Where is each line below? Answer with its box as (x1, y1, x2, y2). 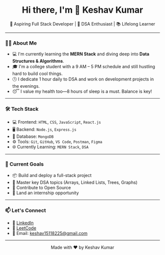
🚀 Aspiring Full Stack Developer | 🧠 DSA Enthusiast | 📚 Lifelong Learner (9, 21, 156, 26)
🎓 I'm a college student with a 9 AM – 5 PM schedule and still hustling (12, 64, 156, 70)
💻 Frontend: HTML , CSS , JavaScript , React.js (12, 119, 102, 125)
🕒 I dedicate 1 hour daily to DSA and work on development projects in (12, 76, 154, 82)
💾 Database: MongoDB (12, 133, 54, 139)
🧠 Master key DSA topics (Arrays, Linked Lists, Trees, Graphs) (12, 179, 137, 185)
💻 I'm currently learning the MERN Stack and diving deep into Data (12, 51, 150, 57)
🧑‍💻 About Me (5, 39, 37, 46)
